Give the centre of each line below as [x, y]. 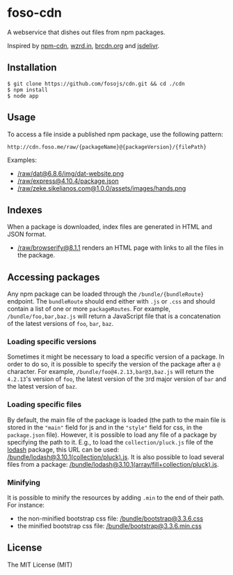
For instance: [26, 505]
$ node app [23, 96]
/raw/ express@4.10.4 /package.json [68, 181]
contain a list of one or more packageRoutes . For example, [89, 309]
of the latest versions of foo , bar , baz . [61, 324]
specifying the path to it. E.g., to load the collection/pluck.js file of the [110, 442]
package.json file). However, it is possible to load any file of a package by [112, 435]
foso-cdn [35, 13]
